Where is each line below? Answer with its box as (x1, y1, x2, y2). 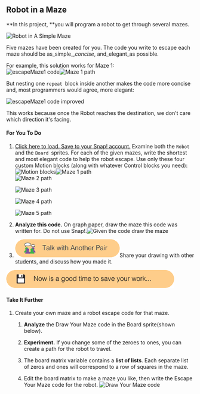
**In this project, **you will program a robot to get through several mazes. (6, 20, 190, 28)
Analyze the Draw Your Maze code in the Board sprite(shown (23, 321, 176, 328)
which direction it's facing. (6, 116, 72, 123)
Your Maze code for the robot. (23, 381, 99, 389)
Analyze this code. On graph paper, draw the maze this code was (14, 221, 178, 228)
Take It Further (6, 296, 44, 303)
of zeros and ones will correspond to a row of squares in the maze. (23, 363, 189, 371)
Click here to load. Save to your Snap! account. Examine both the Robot (14, 143, 190, 150)
